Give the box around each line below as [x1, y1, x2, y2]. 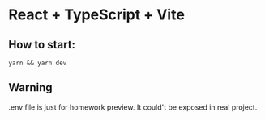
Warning [8, 81, 53, 94]
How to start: [8, 38, 75, 52]
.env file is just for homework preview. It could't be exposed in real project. [8, 102, 258, 112]
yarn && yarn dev [8, 59, 67, 67]
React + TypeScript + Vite [8, 6, 185, 24]
